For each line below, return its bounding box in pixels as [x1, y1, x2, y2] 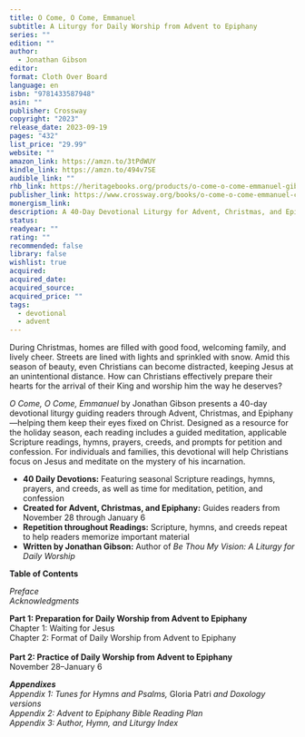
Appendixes [9, 679, 56, 690]
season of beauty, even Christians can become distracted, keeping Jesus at [9, 361, 294, 372]
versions [9, 698, 42, 709]
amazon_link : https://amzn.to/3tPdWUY [9, 156, 156, 166]
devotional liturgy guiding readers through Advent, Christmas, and [9, 408, 257, 418]
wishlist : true [9, 258, 67, 268]
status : [9, 215, 39, 225]
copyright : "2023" [9, 114, 79, 123]
